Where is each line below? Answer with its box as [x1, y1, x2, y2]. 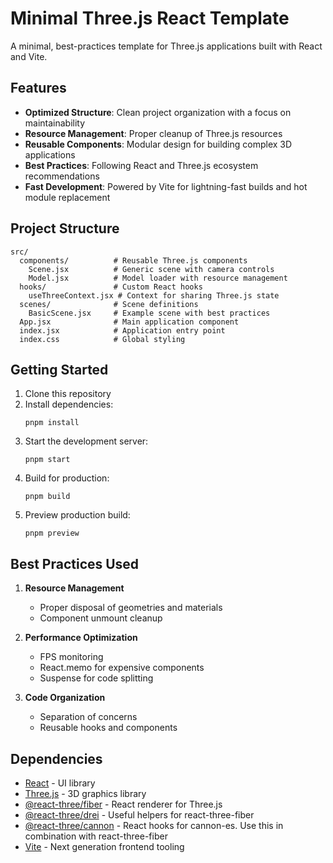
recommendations [24, 170, 100, 182]
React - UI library [24, 777, 96, 789]
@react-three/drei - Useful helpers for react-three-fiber [24, 809, 255, 821]
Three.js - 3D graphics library [24, 788, 147, 799]
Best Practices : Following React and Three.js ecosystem [24, 159, 259, 171]
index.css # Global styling [19, 334, 186, 344]
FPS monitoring [39, 651, 104, 663]
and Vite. [10, 50, 48, 62]
